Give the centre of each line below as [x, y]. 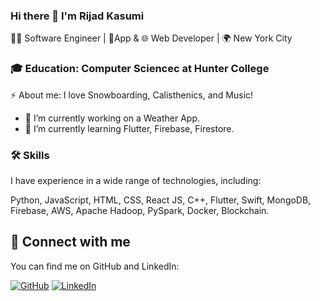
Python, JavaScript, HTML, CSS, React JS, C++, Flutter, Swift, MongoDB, [161, 200]
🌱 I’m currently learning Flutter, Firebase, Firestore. [129, 128]
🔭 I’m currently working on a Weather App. [112, 118]
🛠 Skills [30, 155]
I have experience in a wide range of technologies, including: [136, 180]
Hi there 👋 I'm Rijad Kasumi [77, 16]
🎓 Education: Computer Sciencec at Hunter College [140, 69]
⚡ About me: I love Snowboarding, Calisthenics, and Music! [132, 95]
